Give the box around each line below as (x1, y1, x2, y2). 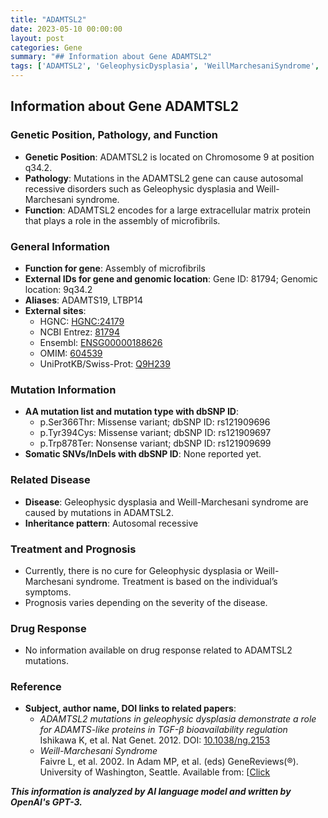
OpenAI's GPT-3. (10, 796, 83, 808)
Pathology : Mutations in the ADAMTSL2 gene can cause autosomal (24, 172, 304, 184)
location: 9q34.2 (24, 283, 93, 295)
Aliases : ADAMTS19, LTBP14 (24, 294, 144, 306)
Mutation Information (10, 382, 117, 396)
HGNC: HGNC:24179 (39, 315, 125, 327)
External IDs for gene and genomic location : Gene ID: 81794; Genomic (24, 272, 318, 285)
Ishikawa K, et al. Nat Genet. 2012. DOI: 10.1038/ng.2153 (39, 734, 271, 746)
